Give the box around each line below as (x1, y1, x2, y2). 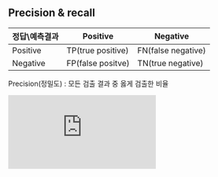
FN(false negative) (137, 45, 206, 56)
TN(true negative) (137, 57, 204, 68)
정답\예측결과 (12, 31, 59, 42)
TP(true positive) (66, 45, 129, 56)
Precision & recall (8, 6, 96, 20)
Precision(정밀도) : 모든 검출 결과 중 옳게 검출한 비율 (8, 79, 169, 88)
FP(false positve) (66, 57, 130, 68)
